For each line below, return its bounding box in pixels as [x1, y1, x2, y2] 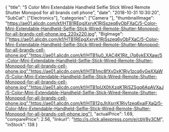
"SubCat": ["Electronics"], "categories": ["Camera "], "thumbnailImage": [5, 15, 154, 21]
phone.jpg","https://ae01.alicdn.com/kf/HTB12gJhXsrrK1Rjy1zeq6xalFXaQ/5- [5, 100, 163, 106]
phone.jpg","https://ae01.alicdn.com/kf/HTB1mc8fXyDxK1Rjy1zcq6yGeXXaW [5, 68, 163, 74]
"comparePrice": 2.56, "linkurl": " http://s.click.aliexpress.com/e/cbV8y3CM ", [5, 116, 164, 122]
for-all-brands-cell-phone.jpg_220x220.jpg [5, 31, 95, 37]
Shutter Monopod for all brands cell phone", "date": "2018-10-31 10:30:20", [5, 10, 160, 16]
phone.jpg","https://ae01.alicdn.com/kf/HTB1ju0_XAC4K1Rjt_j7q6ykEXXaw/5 [5, 52, 162, 58]
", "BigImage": [94, 31, 124, 37]
